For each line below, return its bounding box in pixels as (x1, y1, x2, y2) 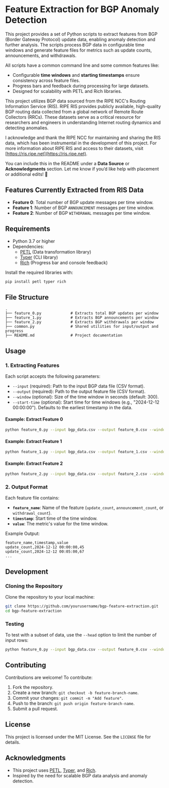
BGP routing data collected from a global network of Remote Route (5, 109, 143, 115)
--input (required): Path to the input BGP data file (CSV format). (12, 383, 145, 389)
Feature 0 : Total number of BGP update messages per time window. (12, 199, 153, 205)
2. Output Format (5, 483, 48, 490)
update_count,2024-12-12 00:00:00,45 (5, 545, 84, 550)
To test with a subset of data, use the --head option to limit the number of (5, 632, 157, 638)
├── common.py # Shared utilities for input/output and (5, 324, 158, 329)
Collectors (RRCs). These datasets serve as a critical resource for (5, 114, 141, 120)
